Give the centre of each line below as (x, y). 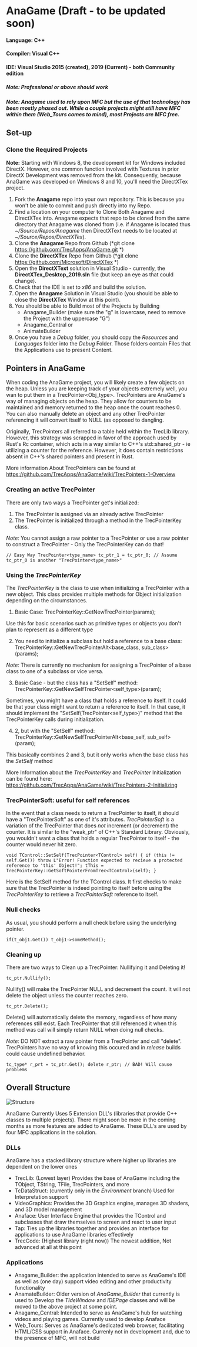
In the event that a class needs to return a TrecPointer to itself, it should (93, 813)
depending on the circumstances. (47, 601)
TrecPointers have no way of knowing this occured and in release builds (94, 1047)
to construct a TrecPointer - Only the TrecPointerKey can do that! (85, 544)
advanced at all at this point (48, 1247)
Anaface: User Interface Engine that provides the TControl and (90, 1216)
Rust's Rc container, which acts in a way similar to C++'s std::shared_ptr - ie (98, 444)
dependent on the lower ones (42, 1167)
